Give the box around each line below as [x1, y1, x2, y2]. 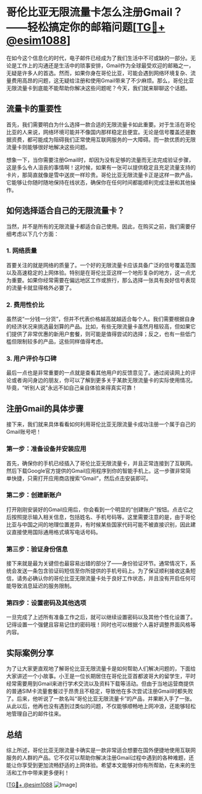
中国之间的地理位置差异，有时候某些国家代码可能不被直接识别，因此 [22, 521, 191, 528]
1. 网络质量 [6, 247, 37, 255]
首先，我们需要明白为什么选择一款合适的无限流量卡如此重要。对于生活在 [6, 121, 185, 128]
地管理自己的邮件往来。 [6, 710, 64, 718]
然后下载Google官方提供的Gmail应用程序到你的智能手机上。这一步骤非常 [6, 467, 186, 474]
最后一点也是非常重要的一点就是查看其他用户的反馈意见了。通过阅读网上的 [6, 369, 191, 377]
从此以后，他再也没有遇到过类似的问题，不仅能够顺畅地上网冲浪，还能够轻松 [6, 703, 196, 710]
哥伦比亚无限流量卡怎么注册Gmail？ [6, 5, 183, 19]
